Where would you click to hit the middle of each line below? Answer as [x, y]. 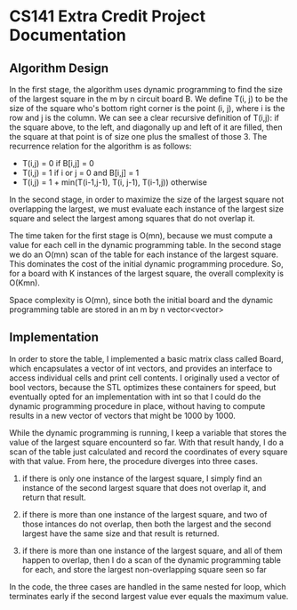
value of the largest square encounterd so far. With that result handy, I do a [147, 442]
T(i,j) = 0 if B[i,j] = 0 [58, 163]
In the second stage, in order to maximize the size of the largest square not [147, 199]
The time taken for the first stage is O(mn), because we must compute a [141, 236]
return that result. [54, 497]
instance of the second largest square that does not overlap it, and [144, 487]
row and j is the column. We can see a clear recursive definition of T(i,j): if [144, 118]
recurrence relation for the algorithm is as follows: [100, 146]
